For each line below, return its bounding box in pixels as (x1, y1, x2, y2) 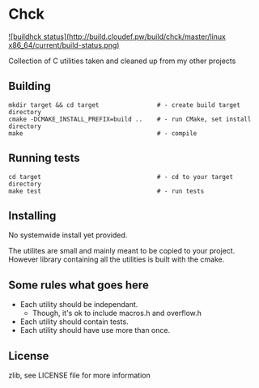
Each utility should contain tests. (19, 317, 129, 326)
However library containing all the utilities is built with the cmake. (8, 254, 225, 264)
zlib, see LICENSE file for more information (8, 370, 151, 380)
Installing (8, 208, 57, 223)
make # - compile (8, 129, 197, 138)
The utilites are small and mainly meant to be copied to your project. (8, 246, 236, 256)
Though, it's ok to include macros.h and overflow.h (32, 309, 202, 318)
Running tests (8, 151, 81, 165)
